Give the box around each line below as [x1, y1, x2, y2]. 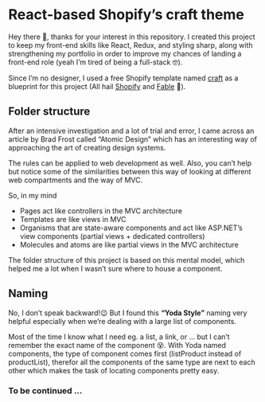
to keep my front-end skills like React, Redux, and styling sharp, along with [8, 40, 253, 49]
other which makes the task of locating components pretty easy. [8, 365, 220, 375]
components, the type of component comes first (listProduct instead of [8, 349, 242, 358]
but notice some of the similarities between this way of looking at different [8, 166, 251, 176]
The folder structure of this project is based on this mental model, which [8, 255, 245, 264]
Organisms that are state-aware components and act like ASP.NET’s [19, 223, 243, 232]
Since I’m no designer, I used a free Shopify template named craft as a [8, 73, 239, 83]
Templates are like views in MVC [19, 214, 127, 224]
